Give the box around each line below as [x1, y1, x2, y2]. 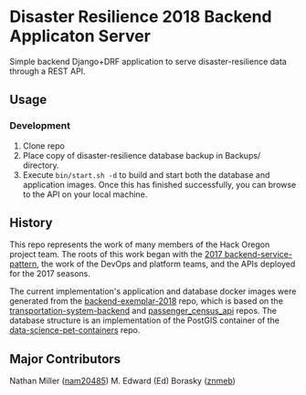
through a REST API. [9, 66, 86, 77]
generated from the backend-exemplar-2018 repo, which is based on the [9, 296, 283, 307]
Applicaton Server [9, 26, 151, 47]
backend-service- [224, 249, 292, 260]
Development [9, 120, 71, 132]
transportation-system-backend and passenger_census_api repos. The [9, 306, 277, 317]
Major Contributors [9, 351, 121, 367]
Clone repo [22, 140, 66, 151]
